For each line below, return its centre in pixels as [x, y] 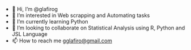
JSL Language [30, 34]
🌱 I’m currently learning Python [50, 21]
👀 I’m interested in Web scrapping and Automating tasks [81, 15]
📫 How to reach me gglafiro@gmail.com [62, 41]
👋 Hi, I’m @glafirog [35, 9]
